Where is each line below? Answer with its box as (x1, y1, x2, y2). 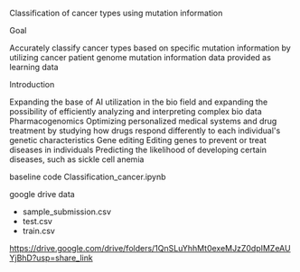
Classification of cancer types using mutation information (9, 8, 223, 18)
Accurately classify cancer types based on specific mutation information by (9, 42, 291, 53)
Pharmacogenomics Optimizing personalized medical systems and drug (9, 116, 277, 126)
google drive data (9, 189, 75, 199)
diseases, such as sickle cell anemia (9, 154, 145, 165)
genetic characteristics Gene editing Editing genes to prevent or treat (9, 135, 267, 145)
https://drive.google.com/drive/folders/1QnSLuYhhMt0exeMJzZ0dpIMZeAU (9, 243, 291, 253)
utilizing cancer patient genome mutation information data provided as (9, 52, 271, 62)
